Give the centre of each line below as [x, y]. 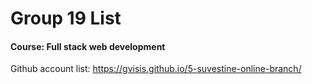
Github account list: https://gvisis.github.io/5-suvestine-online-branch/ [156, 69]
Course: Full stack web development [88, 46]
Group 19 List [66, 18]
